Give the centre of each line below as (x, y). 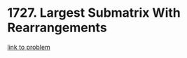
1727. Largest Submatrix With (94, 13)
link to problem (29, 47)
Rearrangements (57, 28)
